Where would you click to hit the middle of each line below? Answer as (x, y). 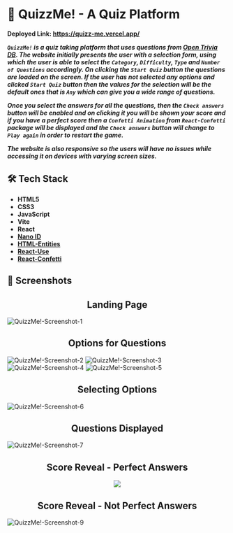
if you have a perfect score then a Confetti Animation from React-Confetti (116, 120)
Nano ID (29, 236)
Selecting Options (117, 390)
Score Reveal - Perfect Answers (117, 467)
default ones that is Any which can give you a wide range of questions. (111, 92)
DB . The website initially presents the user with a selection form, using (112, 55)
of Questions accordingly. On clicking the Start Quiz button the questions (116, 69)
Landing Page (117, 305)
